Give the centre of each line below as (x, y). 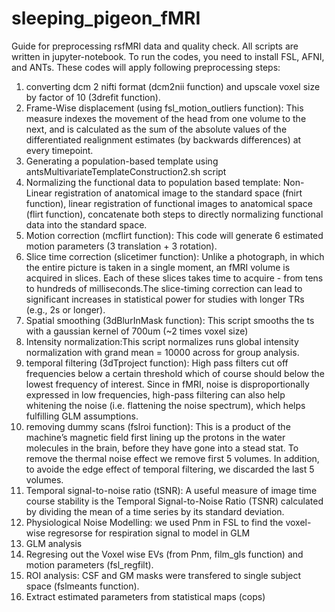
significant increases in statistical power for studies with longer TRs (165, 299)
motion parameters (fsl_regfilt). (89, 564)
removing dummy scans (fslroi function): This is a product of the (158, 426)
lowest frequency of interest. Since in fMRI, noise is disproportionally (167, 384)
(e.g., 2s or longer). (65, 309)
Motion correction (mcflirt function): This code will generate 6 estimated (174, 235)
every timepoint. (59, 150)
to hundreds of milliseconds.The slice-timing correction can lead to (164, 288)
